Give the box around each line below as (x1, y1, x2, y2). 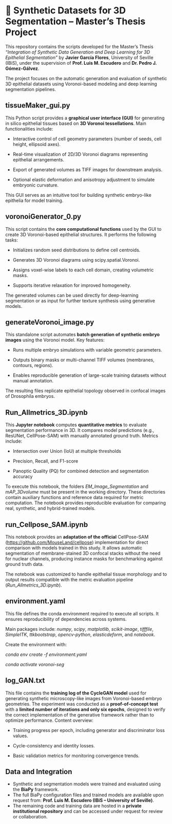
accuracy (12, 473, 33, 480)
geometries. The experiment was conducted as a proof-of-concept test (5, 701, 158, 707)
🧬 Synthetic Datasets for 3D (5, 5, 126, 16)
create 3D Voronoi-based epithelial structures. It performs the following (5, 231, 157, 237)
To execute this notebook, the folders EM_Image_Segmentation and (5, 483, 149, 490)
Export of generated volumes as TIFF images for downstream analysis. (12, 167, 163, 173)
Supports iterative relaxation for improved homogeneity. (12, 282, 131, 288)
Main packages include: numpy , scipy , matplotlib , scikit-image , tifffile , (5, 626, 154, 632)
